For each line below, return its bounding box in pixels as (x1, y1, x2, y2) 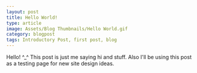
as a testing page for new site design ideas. (6, 60, 114, 67)
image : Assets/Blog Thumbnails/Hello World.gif (6, 25, 128, 32)
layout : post (6, 8, 39, 15)
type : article (6, 20, 42, 26)
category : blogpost (6, 31, 55, 37)
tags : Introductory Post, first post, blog (6, 37, 117, 43)
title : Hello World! (6, 14, 58, 21)
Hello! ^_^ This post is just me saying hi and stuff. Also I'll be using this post (6, 54, 192, 60)
